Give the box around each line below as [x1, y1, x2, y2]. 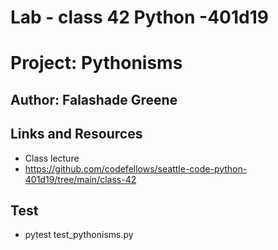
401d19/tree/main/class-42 [24, 173, 137, 185]
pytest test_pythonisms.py [24, 229, 134, 241]
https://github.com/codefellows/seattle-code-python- [24, 162, 248, 175]
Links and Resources [10, 126, 143, 143]
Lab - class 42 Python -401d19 [10, 6, 269, 29]
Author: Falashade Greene [10, 91, 178, 108]
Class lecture [24, 152, 80, 164]
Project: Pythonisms [10, 52, 183, 75]
